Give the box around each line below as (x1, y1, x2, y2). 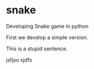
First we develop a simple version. (6, 34, 89, 41)
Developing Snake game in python (6, 23, 89, 30)
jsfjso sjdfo (6, 56, 33, 63)
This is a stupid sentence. (6, 45, 68, 52)
